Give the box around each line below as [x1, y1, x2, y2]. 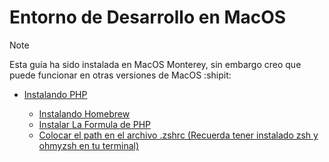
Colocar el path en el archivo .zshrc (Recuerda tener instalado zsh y [38, 129, 319, 141]
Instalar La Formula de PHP [38, 118, 151, 130]
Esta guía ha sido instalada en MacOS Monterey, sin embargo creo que [9, 58, 302, 70]
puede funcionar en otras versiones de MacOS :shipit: [9, 69, 232, 81]
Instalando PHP [23, 88, 88, 100]
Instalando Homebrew [38, 107, 131, 120]
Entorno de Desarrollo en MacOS [9, 6, 287, 29]
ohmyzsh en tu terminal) [38, 139, 140, 151]
